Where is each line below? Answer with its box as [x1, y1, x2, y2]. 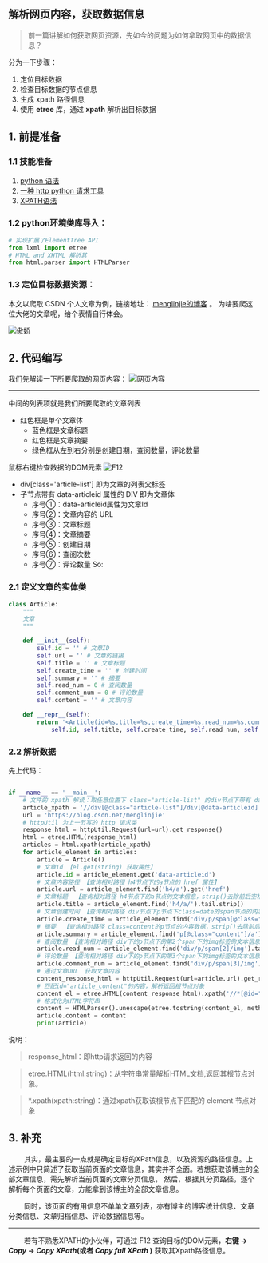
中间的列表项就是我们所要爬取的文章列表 [8, 398, 141, 408]
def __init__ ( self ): [22, 637, 91, 645]
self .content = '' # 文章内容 [37, 697, 133, 705]
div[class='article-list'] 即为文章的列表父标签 [19, 479, 166, 490]
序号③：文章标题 [31, 519, 92, 530]
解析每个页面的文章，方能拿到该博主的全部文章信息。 [8, 1184, 183, 1193]
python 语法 [19, 175, 60, 186]
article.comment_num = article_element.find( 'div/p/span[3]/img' [37, 960, 259, 968]
